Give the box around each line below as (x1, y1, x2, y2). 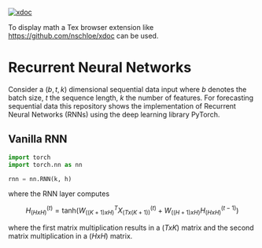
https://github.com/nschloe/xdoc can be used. (8, 31, 159, 40)
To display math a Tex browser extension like (8, 23, 154, 31)
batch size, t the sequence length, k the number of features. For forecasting (8, 93, 254, 102)
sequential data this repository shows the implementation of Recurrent (8, 101, 236, 110)
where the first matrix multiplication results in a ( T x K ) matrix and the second (8, 223, 254, 232)
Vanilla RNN (8, 132, 68, 146)
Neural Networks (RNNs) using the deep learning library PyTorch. (8, 109, 220, 119)
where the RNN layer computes (8, 189, 110, 198)
